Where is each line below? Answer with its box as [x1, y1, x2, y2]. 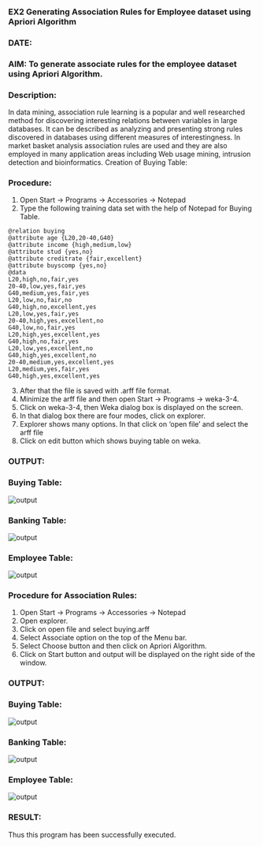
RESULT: [8, 812, 42, 823]
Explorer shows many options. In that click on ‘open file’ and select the [19, 420, 249, 429]
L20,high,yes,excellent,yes [8, 330, 101, 339]
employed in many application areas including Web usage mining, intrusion [8, 149, 251, 159]
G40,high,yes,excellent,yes [8, 372, 101, 380]
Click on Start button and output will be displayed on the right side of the [19, 650, 256, 659]
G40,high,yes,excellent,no [8, 352, 97, 360]
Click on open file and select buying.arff [19, 625, 150, 634]
